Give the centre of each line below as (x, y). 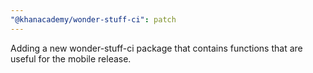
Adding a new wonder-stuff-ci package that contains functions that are (156, 48)
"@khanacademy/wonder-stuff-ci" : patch (93, 19)
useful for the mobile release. (71, 58)
